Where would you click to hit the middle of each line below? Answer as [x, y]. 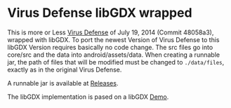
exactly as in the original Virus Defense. [65, 69]
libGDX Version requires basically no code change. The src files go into [110, 47]
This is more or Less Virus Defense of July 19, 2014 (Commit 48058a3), [111, 32]
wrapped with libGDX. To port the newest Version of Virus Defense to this [113, 39]
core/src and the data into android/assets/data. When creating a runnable [113, 55]
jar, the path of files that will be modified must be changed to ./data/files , [116, 62]
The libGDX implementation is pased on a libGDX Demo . [88, 97]
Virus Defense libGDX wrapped [100, 13]
